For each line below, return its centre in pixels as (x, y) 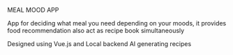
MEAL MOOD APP (33, 10)
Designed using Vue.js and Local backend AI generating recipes (99, 44)
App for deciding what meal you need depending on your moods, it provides (117, 23)
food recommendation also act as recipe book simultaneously (96, 31)
